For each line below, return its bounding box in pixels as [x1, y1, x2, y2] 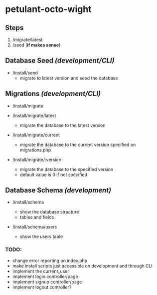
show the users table [19, 233, 63, 239]
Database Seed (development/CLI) [5, 56, 115, 65]
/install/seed [12, 69, 38, 75]
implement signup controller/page [12, 278, 82, 284]
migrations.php [19, 146, 51, 153]
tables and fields [19, 214, 54, 220]
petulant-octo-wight [5, 3, 92, 15]
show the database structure [19, 209, 79, 215]
